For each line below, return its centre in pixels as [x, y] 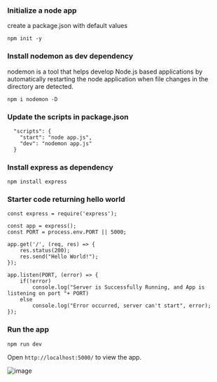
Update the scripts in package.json [68, 116]
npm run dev [24, 344]
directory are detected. [40, 86]
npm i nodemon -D [33, 99]
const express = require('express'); [62, 214]
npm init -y [24, 39]
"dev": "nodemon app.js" [56, 143]
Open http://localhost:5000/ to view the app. [75, 357]
